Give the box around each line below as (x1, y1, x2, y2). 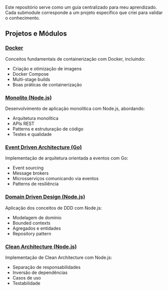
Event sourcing (12, 165, 44, 171)
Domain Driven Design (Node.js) (5, 193, 85, 200)
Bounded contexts (12, 220, 51, 226)
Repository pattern (12, 230, 52, 236)
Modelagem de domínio (12, 214, 62, 220)
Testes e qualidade (12, 131, 52, 137)
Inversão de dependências (12, 269, 68, 275)
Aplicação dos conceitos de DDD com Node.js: (5, 205, 102, 211)
